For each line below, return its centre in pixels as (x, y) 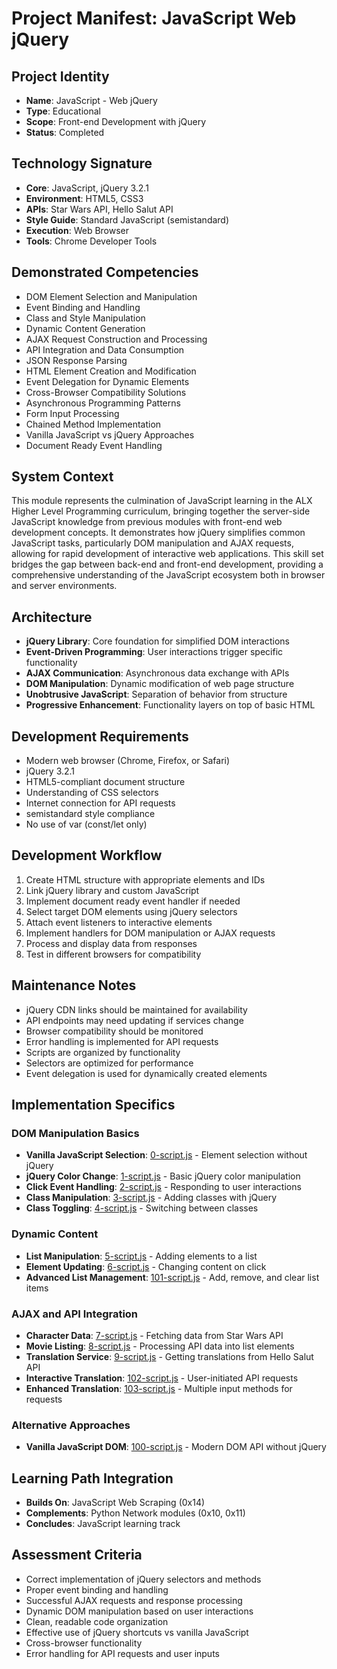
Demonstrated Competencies (105, 272)
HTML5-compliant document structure (105, 782)
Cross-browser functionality (84, 1643)
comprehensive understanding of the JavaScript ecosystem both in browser (168, 575)
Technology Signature (82, 163)
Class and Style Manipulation (85, 318)
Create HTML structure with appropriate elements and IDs (145, 879)
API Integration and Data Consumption (105, 349)
